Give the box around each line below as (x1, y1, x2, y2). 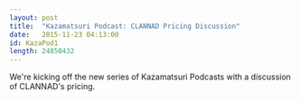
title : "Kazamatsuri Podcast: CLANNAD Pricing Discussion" (9, 22, 241, 31)
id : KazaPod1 (9, 38, 59, 48)
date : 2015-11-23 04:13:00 (9, 30, 119, 39)
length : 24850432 (9, 47, 75, 56)
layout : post (9, 13, 59, 23)
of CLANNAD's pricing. (9, 81, 96, 92)
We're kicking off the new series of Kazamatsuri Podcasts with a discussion (9, 71, 292, 82)
